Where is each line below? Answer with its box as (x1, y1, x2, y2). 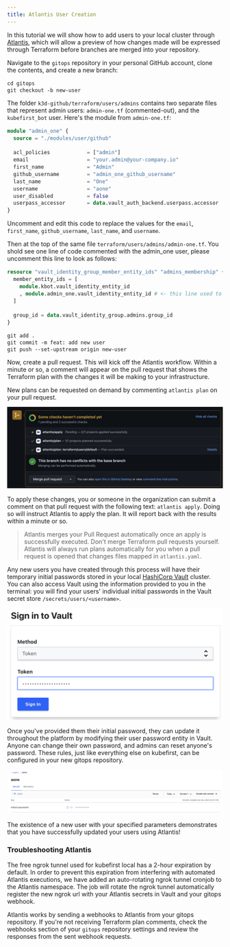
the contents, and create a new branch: (7, 66, 118, 74)
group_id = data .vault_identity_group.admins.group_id (13, 312, 173, 319)
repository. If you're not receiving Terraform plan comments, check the (7, 918, 207, 926)
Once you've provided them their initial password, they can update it (7, 727, 200, 735)
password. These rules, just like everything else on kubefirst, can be (7, 749, 200, 757)
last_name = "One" (13, 178, 109, 185)
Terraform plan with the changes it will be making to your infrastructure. (7, 373, 210, 381)
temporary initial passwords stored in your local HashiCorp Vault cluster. (7, 573, 211, 581)
